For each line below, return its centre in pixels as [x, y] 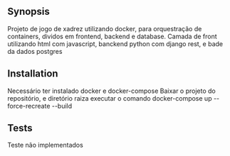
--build [62, 106]
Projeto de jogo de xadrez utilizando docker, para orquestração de [105, 28]
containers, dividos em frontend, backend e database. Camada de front [112, 36]
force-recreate [29, 106]
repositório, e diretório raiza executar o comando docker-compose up [110, 98]
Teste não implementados [45, 145]
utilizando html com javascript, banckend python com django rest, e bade [115, 44]
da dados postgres [35, 51]
